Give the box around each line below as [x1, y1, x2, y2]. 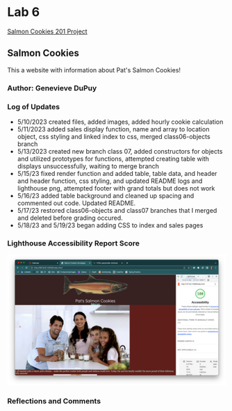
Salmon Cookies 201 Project [7, 27, 88, 35]
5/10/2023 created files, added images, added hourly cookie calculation [17, 118, 224, 126]
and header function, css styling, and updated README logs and [17, 177, 203, 185]
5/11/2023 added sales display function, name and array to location [17, 124, 210, 133]
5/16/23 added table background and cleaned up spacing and [17, 191, 194, 200]
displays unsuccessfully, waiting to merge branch [17, 161, 160, 170]
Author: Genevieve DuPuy [7, 83, 97, 92]
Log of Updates [7, 102, 60, 111]
